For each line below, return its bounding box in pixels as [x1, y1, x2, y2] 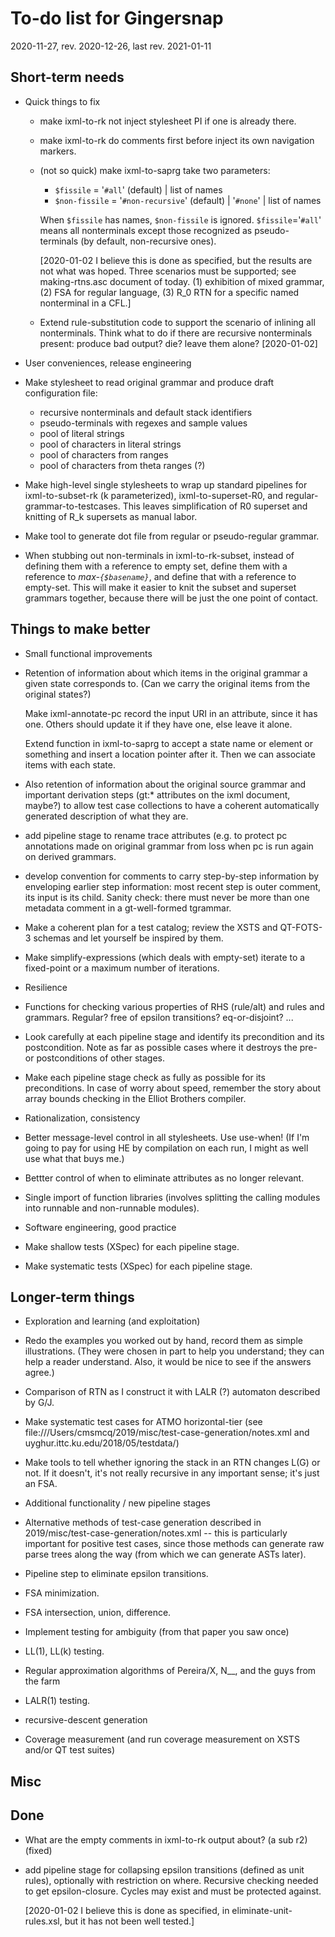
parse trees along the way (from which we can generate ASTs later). [24, 1548, 307, 1561]
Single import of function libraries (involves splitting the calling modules [24, 1191, 321, 1203]
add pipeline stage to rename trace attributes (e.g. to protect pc [24, 829, 288, 841]
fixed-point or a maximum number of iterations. [24, 962, 220, 974]
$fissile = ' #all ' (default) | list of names [54, 183, 223, 196]
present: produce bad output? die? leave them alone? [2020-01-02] [39, 337, 318, 349]
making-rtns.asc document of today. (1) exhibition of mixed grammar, [39, 275, 325, 287]
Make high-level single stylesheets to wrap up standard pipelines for [24, 478, 308, 491]
